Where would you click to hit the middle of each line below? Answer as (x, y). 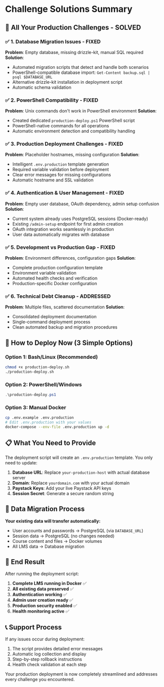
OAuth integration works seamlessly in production (63, 229)
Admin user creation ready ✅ (43, 600)
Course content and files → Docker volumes (57, 541)
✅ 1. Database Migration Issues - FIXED (53, 42)
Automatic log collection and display (49, 654)
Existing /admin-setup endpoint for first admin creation (68, 224)
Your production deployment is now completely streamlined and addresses (82, 674)
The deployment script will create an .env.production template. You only (79, 458)
